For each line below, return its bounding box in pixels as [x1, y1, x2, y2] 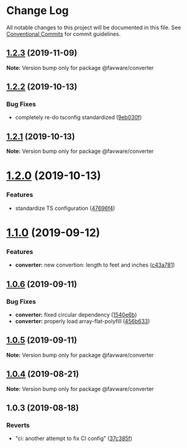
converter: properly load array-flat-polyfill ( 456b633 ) [15, 317, 150, 324]
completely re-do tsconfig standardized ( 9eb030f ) [15, 114, 142, 121]
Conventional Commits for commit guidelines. [6, 30, 121, 37]
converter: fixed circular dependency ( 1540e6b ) [15, 311, 137, 318]
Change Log [6, 4, 69, 18]
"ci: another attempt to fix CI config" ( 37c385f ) [15, 435, 133, 442]
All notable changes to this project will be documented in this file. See [6, 24, 182, 31]
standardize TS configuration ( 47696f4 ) [15, 205, 116, 212]
